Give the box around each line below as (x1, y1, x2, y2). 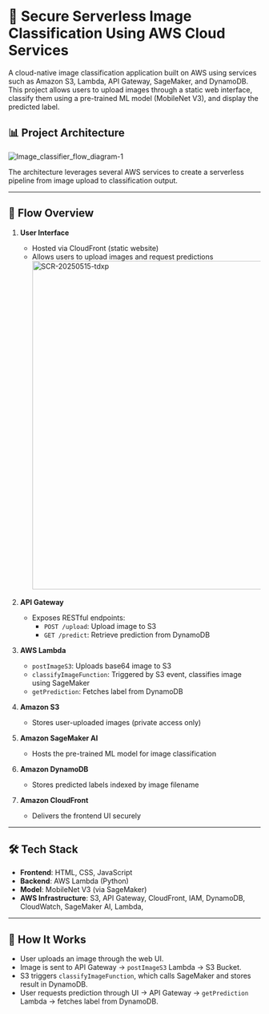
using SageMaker (31, 678, 90, 687)
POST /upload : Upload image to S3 (43, 621, 157, 631)
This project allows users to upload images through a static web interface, (8, 84, 253, 95)
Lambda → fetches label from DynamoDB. (19, 996, 159, 1006)
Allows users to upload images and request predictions (31, 252, 214, 262)
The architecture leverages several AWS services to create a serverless (8, 167, 244, 176)
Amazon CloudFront (19, 795, 89, 805)
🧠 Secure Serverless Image (8, 7, 192, 26)
